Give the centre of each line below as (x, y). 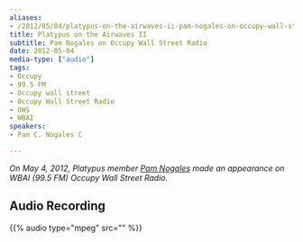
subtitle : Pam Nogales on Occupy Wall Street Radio (108, 43)
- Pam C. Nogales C (46, 135)
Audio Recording (58, 206)
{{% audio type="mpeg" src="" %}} (76, 228)
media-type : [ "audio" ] (52, 59)
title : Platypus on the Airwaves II (78, 34)
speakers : (28, 127)
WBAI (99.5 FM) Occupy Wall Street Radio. (89, 177)
